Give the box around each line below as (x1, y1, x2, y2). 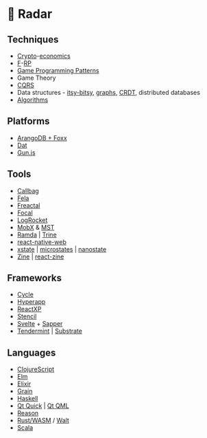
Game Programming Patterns (16, 67, 99, 74)
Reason (16, 409, 39, 417)
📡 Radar (7, 6, 53, 22)
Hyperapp (16, 298, 46, 306)
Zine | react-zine (16, 252, 64, 261)
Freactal (16, 201, 40, 209)
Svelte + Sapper (16, 320, 63, 328)
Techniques (7, 34, 59, 45)
